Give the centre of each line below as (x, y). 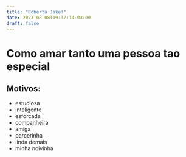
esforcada (28, 116)
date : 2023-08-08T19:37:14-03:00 (49, 18)
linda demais (31, 142)
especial (28, 66)
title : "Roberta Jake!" (36, 12)
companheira (32, 123)
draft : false (23, 23)
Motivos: (23, 89)
